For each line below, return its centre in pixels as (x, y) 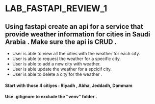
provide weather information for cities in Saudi (78, 34)
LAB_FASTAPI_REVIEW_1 (56, 9)
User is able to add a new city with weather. (56, 64)
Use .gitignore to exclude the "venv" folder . (51, 97)
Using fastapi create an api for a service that (74, 27)
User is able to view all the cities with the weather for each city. (76, 53)
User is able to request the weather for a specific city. (66, 59)
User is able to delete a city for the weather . (57, 74)
